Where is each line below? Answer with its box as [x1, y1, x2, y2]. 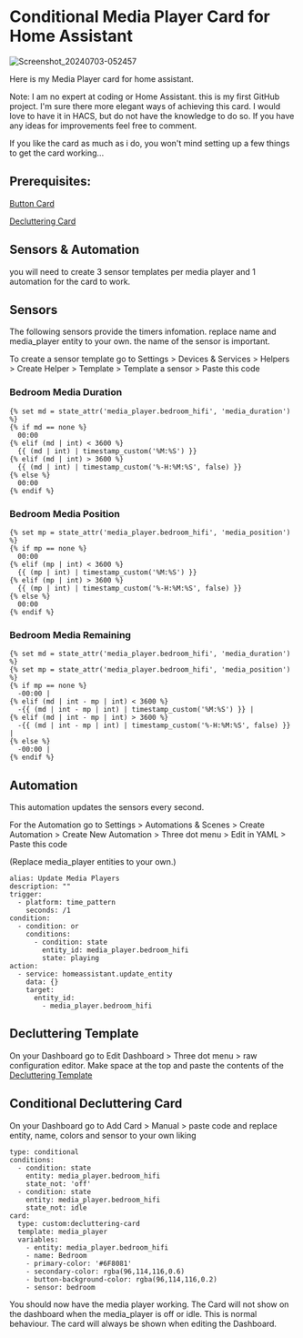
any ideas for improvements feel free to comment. [9, 120, 197, 131]
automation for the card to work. [9, 276, 131, 287]
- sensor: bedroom [25, 1282, 96, 1292]
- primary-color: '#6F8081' [25, 1259, 132, 1268]
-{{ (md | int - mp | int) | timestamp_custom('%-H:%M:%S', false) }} [17, 721, 291, 730]
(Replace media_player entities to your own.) [9, 857, 177, 867]
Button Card [9, 198, 55, 208]
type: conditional [9, 1147, 79, 1157]
